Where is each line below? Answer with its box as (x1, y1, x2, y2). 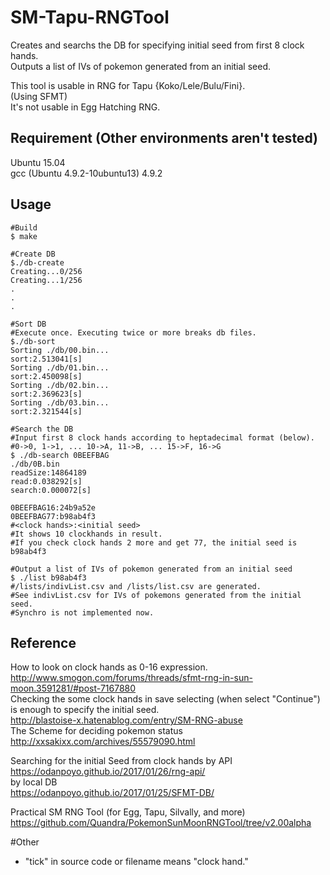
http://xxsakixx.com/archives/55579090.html (10, 736, 196, 748)
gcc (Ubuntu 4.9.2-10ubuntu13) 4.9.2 (10, 167, 163, 179)
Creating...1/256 (10, 275, 83, 285)
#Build (10, 222, 38, 233)
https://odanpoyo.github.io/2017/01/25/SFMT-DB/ (10, 787, 215, 799)
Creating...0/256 (10, 266, 83, 276)
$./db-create (10, 257, 65, 268)
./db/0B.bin (10, 459, 60, 469)
